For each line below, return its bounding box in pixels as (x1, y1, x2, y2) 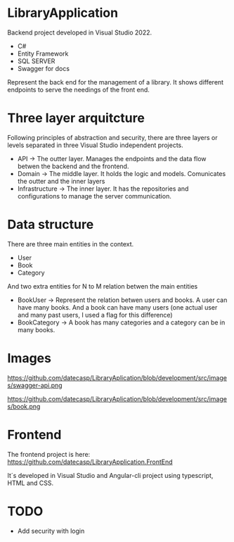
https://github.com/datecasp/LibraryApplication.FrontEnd (7, 458, 174, 466)
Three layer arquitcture (7, 111, 145, 126)
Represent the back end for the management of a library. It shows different (7, 77, 223, 86)
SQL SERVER (17, 56, 56, 65)
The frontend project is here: (7, 450, 91, 458)
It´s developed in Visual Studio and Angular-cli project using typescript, (7, 471, 214, 479)
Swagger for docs (17, 64, 70, 73)
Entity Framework (17, 49, 69, 58)
